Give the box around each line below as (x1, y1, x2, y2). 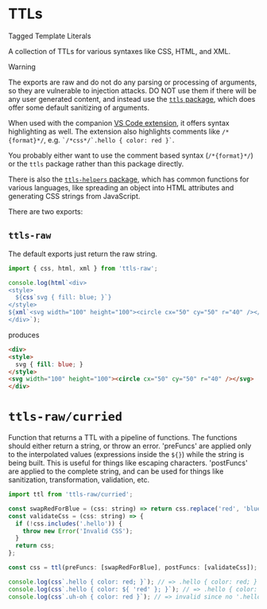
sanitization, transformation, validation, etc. (8, 475, 149, 485)
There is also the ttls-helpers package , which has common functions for (8, 174, 250, 184)
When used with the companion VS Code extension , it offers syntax (8, 118, 230, 127)
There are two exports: (8, 206, 83, 216)
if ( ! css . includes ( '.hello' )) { (15, 519, 123, 528)
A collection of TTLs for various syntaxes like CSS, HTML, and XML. (8, 46, 231, 56)
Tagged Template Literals (8, 31, 91, 41)
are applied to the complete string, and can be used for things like (8, 467, 224, 476)
